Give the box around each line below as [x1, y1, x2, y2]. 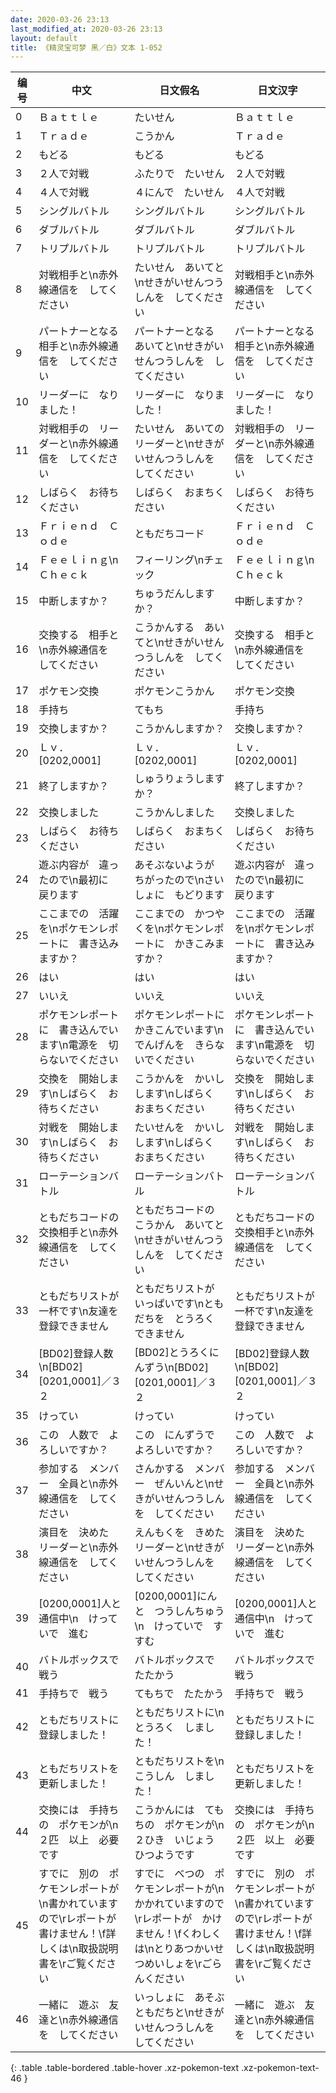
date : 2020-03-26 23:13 [10, 14, 110, 25]
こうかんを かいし [134, 1072, 225, 1086]
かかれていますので [134, 1897, 225, 1911]
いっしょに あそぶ [134, 1991, 225, 2005]
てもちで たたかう [134, 1687, 225, 1701]
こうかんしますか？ [134, 722, 225, 736]
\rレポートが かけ [134, 1912, 223, 1926]
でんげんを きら [134, 1038, 215, 1052]
